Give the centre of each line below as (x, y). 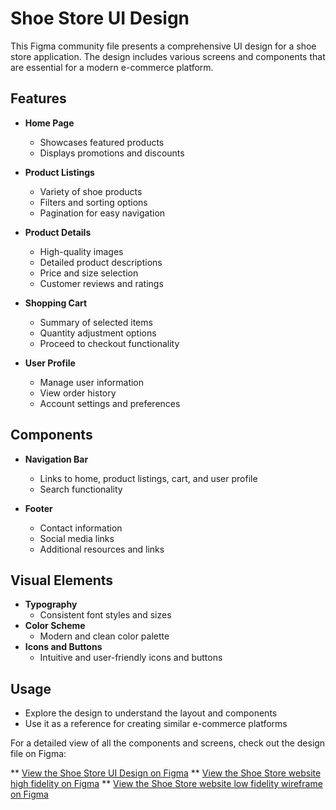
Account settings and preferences (110, 403)
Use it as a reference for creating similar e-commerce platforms (156, 724)
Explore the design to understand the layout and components (151, 713)
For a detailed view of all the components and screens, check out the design (168, 743)
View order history (78, 393)
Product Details (58, 232)
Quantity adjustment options (98, 333)
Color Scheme (55, 626)
